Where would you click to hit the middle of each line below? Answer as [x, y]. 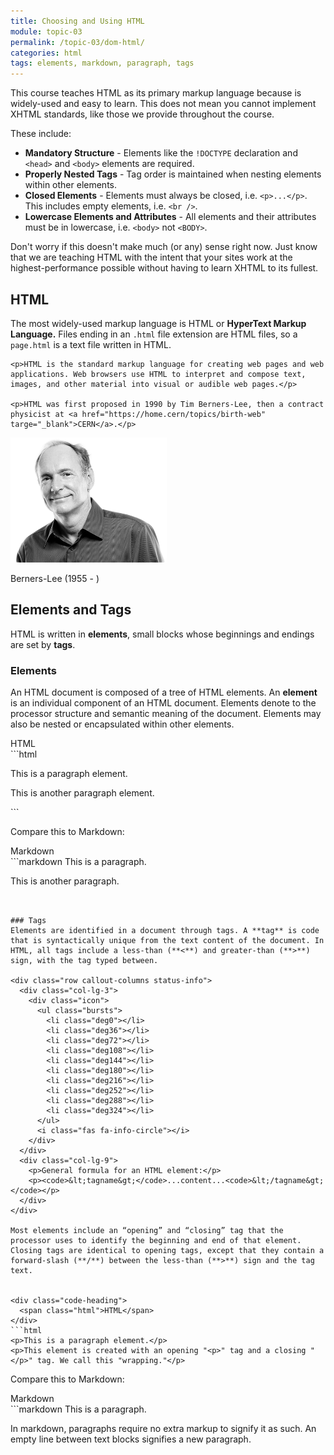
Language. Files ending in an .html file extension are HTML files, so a [154, 334]
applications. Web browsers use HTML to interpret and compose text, [158, 374]
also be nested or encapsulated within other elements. [122, 724]
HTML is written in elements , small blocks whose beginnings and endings [162, 634]
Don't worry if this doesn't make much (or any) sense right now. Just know [164, 247]
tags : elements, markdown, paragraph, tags [102, 63]
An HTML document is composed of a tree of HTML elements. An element [164, 692]
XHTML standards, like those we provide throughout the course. [142, 114]
